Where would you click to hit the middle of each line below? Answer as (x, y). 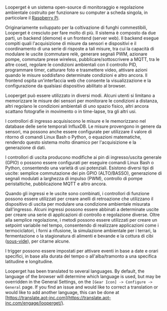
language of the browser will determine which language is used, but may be (83, 276)
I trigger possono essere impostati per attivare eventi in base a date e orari (82, 251)
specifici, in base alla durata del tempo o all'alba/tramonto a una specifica (81, 256)
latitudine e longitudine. (29, 261)
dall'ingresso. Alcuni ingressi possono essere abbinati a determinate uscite (82, 209)
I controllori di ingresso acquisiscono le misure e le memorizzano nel (76, 121)
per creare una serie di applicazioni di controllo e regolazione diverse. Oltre (83, 215)
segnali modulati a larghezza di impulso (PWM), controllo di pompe (74, 178)
